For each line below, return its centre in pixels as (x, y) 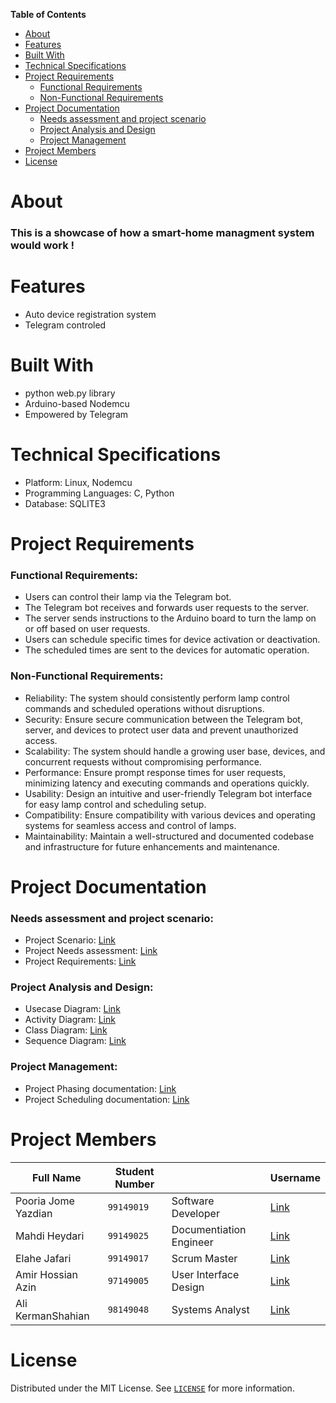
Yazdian (34, 1213)
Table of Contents (48, 14)
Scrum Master (204, 1258)
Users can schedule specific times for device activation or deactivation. (172, 640)
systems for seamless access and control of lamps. (130, 825)
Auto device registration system (90, 315)
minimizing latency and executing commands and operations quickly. (167, 783)
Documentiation (209, 1229)
